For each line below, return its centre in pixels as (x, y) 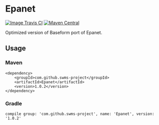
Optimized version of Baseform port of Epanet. (54, 32)
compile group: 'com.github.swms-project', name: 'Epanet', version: (80, 114)
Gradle (14, 103)
